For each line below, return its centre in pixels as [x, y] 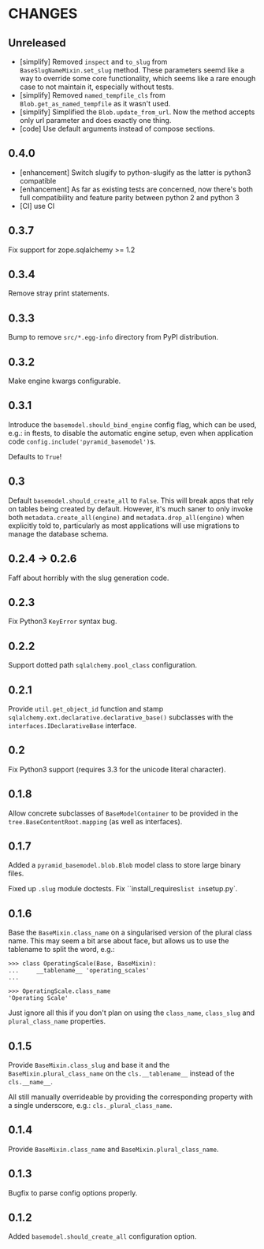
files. [16, 874]
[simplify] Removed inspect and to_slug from [93, 61]
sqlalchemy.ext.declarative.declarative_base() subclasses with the [121, 717]
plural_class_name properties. [57, 1021]
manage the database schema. [58, 533]
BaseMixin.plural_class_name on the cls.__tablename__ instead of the [121, 1073]
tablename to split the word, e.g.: [62, 950]
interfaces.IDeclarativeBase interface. [73, 725]
